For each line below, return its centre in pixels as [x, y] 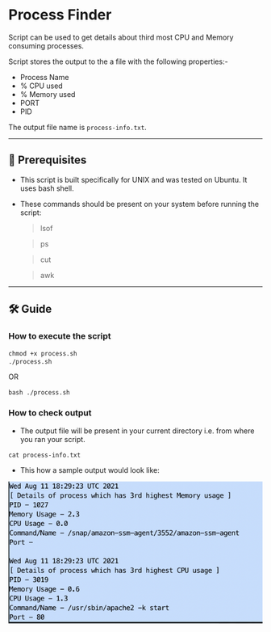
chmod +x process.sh [43, 354]
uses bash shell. [47, 188]
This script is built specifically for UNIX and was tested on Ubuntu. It [133, 179]
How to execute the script [60, 336]
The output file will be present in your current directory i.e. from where [137, 431]
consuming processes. [46, 45]
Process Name [44, 77]
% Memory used [48, 94]
